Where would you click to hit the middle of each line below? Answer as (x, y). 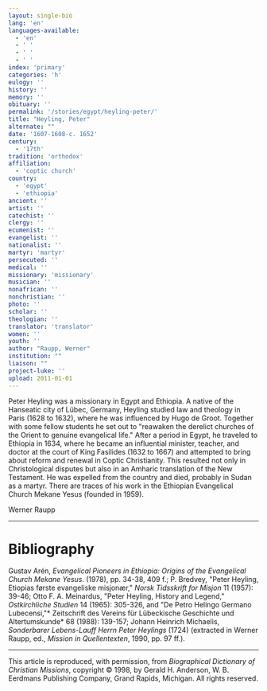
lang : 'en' (26, 23)
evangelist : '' (33, 238)
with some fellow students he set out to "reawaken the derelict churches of (131, 426)
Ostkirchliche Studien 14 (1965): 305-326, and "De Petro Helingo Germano (130, 605)
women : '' (25, 334)
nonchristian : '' (37, 297)
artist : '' (26, 208)
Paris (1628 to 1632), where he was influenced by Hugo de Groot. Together (131, 418)
